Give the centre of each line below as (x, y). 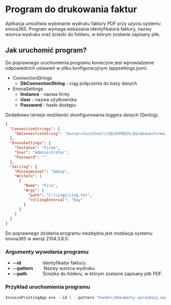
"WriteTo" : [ (28, 176)
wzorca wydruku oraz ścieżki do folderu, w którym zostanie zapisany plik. (83, 34)
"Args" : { (34, 190)
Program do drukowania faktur (71, 9)
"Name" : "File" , (41, 186)
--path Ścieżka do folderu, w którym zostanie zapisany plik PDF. (88, 274)
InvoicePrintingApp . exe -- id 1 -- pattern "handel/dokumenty (70, 297)
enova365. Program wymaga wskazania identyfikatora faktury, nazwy (78, 29)
